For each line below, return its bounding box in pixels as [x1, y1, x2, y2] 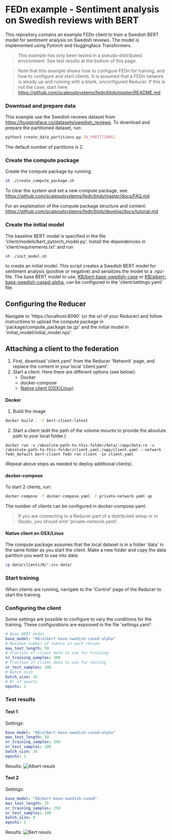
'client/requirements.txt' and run [5, 243, 73, 250]
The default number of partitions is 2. [5, 144, 84, 150]
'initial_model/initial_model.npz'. [5, 330, 73, 336]
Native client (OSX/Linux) [20, 385, 74, 392]
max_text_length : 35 [5, 801, 50, 806]
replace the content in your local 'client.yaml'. [12, 363, 109, 370]
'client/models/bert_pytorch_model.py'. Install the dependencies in [5, 238, 146, 244]
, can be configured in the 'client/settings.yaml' [63, 279, 163, 285]
